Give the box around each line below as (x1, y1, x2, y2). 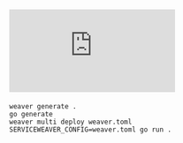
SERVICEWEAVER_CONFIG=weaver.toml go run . (9, 124, 172, 134)
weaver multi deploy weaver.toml (9, 117, 133, 126)
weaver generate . (9, 102, 77, 110)
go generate (9, 109, 53, 118)
